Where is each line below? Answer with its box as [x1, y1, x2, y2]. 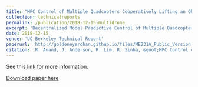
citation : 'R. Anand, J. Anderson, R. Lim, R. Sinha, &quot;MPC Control [6, 47, 189, 53]
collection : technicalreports [6, 14, 81, 20]
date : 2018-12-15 [6, 31, 49, 36]
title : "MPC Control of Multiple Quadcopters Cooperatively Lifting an [6, 8, 186, 15]
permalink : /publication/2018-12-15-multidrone [6, 19, 126, 25]
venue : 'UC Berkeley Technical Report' [6, 36, 104, 42]
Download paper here [6, 74, 59, 81]
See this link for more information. [6, 63, 88, 70]
